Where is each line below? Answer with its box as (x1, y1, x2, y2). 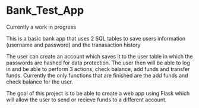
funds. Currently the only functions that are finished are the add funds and (6, 72, 188, 79)
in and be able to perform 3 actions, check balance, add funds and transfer (6, 65, 190, 72)
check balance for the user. (6, 78, 73, 85)
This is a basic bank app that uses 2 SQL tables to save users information (6, 35, 186, 42)
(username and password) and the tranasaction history (6, 41, 141, 48)
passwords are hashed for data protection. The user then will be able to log (6, 59, 190, 66)
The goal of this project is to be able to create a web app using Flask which (6, 90, 190, 97)
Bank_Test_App (6, 4, 84, 17)
